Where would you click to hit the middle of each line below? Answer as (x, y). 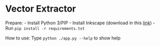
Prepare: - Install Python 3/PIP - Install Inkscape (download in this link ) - (80, 23)
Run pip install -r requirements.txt (45, 28)
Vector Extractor (41, 9)
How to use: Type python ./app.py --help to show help (63, 38)
